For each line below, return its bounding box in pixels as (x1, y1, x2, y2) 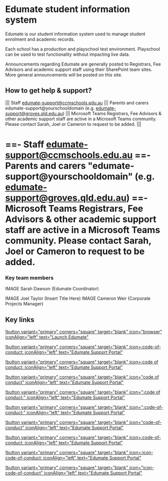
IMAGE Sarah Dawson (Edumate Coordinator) (5, 286, 99, 292)
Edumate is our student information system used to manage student (5, 31, 145, 37)
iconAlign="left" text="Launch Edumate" (5, 334, 89, 340)
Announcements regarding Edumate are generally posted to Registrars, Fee (5, 61, 161, 67)
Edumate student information (5, 4, 130, 15)
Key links (5, 315, 35, 324)
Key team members (5, 274, 54, 281)
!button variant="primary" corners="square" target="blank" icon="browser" (5, 329, 162, 335)
